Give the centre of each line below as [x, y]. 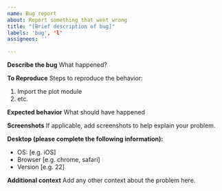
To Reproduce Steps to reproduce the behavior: [75, 78]
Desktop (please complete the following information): [85, 139]
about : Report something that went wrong [67, 20]
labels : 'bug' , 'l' [35, 33]
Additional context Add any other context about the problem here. [101, 181]
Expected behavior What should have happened [76, 112]
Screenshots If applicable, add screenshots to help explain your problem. [111, 125]
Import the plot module [49, 92]
